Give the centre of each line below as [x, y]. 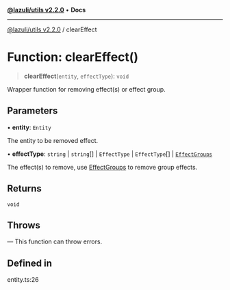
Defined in [30, 263]
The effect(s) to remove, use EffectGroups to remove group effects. [102, 167]
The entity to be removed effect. [53, 140]
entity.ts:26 [23, 280]
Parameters [33, 111]
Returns [25, 188]
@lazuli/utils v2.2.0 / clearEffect [52, 29]
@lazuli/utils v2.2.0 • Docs [47, 10]
